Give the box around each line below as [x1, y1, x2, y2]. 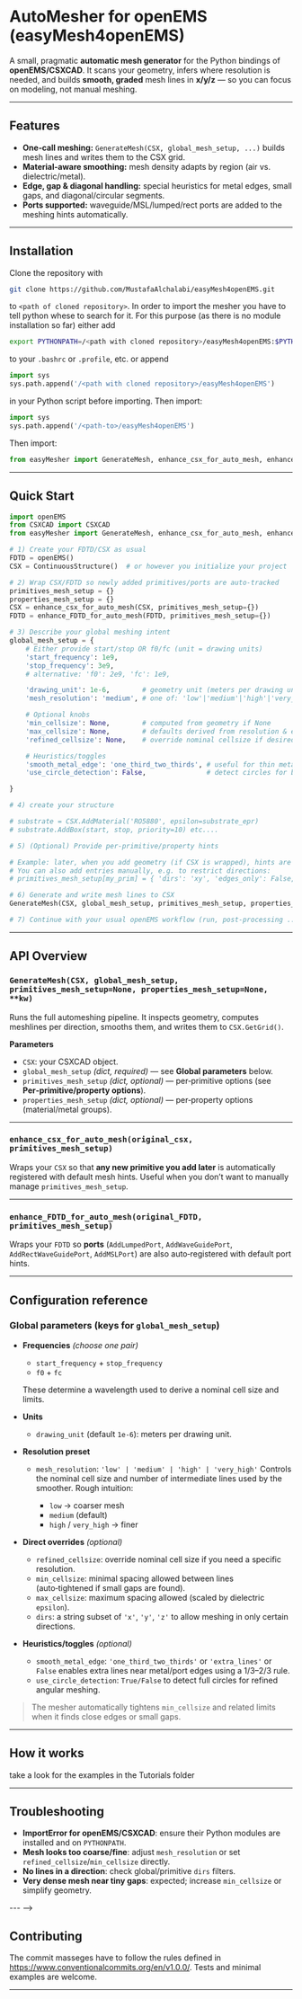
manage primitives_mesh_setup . [9, 1180, 129, 1192]
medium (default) [49, 1509, 108, 1520]
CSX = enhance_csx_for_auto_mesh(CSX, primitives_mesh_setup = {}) [9, 603, 259, 612]
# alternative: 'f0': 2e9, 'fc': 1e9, [25, 670, 171, 679]
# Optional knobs [25, 710, 91, 720]
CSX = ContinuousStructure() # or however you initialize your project [9, 562, 288, 571]
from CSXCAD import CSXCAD [9, 520, 111, 529]
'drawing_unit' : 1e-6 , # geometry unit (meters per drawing [25, 686, 283, 695]
